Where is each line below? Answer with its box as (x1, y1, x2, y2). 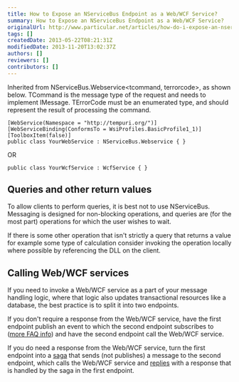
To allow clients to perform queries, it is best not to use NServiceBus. (7, 202, 211, 211)
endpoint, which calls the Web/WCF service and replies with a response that (7, 359, 231, 367)
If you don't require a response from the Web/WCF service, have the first (7, 314, 222, 324)
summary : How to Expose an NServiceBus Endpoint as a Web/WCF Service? (7, 17, 224, 24)
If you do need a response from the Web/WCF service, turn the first (7, 344, 206, 352)
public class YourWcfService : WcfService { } (7, 164, 148, 171)
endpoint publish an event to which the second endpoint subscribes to (7, 322, 214, 331)
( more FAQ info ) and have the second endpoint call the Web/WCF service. (7, 330, 224, 339)
